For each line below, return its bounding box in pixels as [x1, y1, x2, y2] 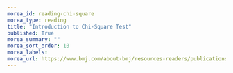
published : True [7, 29, 54, 37]
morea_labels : [7, 49, 49, 56]
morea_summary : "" [7, 36, 60, 43]
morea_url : [7, 56, 39, 63]
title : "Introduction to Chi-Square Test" [7, 23, 132, 30]
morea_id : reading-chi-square [7, 10, 95, 17]
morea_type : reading [7, 17, 67, 24]
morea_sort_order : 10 [7, 42, 70, 49]
